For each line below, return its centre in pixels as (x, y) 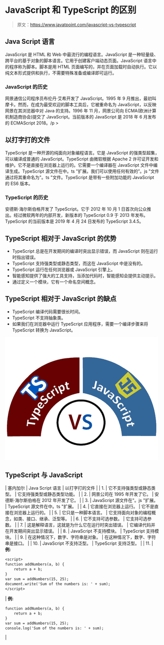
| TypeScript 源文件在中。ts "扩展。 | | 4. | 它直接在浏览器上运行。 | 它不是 (80, 506)
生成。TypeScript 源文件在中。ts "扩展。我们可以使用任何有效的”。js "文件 (84, 171)
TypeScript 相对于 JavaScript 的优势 (61, 238)
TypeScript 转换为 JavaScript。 (44, 330)
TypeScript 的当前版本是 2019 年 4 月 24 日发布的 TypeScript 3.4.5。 (74, 221)
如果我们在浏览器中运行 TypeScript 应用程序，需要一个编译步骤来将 (80, 324)
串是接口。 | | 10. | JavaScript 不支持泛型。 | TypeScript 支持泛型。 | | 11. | (79, 543)
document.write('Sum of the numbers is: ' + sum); (58, 584)
